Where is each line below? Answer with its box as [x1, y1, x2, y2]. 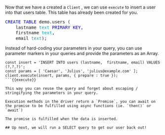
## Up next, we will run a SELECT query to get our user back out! [5, 125, 147, 130]
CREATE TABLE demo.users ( [5, 19, 71, 24]
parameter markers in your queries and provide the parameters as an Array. [5, 51, 159, 56]
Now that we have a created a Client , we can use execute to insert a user [5, 4, 156, 10]
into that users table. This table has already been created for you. [5, 9, 138, 15]
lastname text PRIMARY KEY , [15, 24, 83, 30]
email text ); [15, 35, 47, 41]
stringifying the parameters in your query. [5, 90, 98, 95]
